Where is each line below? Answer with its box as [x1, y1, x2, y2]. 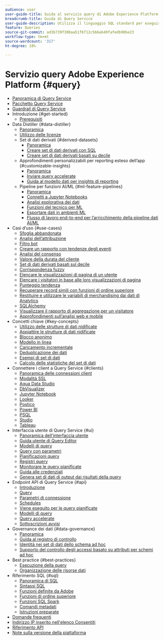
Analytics [19, 297, 39, 303]
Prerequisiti [19, 116, 42, 122]
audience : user [5, 7, 36, 12]
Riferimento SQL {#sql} [12, 572, 59, 578]
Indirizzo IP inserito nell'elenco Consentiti [12, 619, 96, 625]
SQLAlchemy [19, 303, 46, 309]
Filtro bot [19, 240, 38, 247]
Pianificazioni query [19, 453, 60, 459]
